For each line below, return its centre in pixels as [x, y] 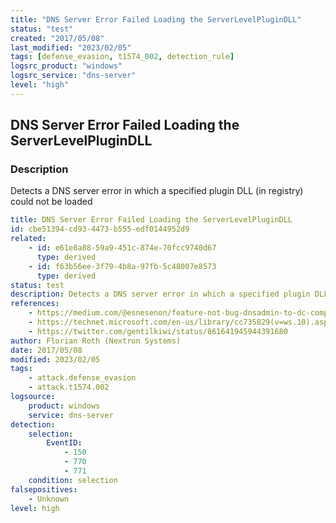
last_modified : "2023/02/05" [71, 47]
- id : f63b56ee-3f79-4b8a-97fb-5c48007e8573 [122, 266]
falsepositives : [44, 489]
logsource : [33, 397]
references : [35, 304]
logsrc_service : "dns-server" [73, 76]
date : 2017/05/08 [46, 350]
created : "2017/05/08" [57, 38]
